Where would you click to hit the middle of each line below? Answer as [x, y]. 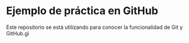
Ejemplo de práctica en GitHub [82, 11]
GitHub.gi [18, 33]
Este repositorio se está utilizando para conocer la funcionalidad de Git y [94, 27]
